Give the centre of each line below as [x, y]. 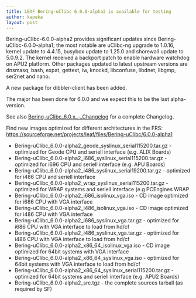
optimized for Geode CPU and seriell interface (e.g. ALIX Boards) [93, 152]
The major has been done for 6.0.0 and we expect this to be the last [88, 99]
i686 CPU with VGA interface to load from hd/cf [72, 227]
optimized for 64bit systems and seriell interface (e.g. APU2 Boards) [97, 277]
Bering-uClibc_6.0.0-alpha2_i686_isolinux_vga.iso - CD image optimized [101, 196]
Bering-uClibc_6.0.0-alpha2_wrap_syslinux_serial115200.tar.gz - [91, 183]
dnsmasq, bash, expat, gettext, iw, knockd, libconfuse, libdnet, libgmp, [91, 70]
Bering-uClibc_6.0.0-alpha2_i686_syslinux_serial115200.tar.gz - [91, 158]
